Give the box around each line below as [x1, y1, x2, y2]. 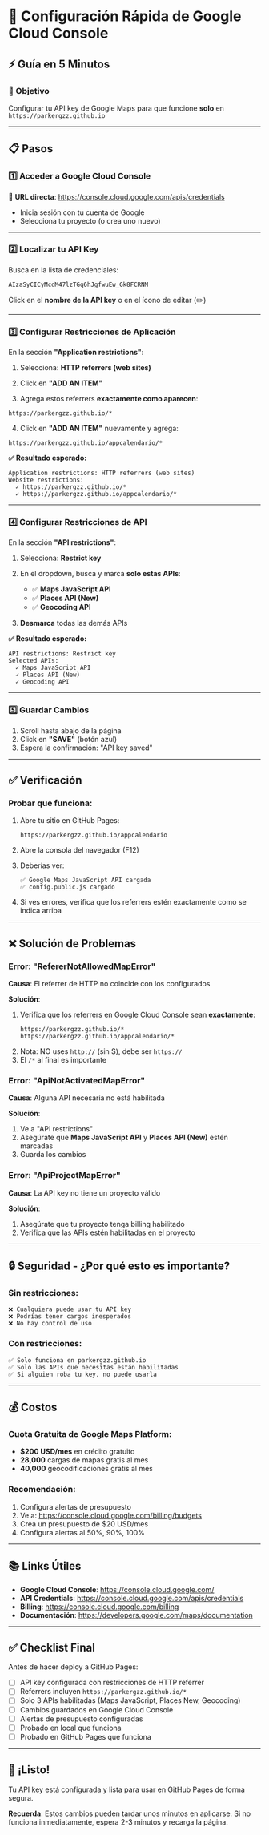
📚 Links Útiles [8, 1559, 82, 1573]
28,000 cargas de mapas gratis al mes [19, 1455, 149, 1465]
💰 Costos [8, 1401, 58, 1414]
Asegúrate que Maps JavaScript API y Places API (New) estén [19, 1133, 228, 1143]
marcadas [19, 1141, 54, 1151]
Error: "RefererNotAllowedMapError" [8, 961, 156, 972]
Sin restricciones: [8, 1288, 78, 1299]
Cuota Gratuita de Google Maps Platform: [8, 1429, 172, 1440]
